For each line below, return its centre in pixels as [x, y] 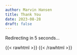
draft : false [19, 24]
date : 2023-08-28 [23, 19]
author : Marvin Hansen [29, 10]
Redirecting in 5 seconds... [33, 38]
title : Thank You [23, 14]
